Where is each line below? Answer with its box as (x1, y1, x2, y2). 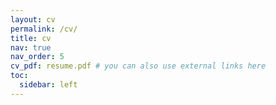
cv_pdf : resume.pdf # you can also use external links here (10, 61, 267, 71)
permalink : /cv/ (10, 24, 78, 34)
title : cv (10, 33, 52, 43)
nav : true (10, 42, 52, 53)
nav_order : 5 (10, 52, 65, 62)
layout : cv (10, 14, 56, 25)
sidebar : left (19, 80, 78, 90)
